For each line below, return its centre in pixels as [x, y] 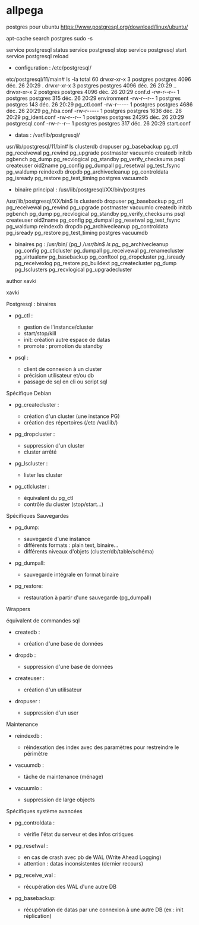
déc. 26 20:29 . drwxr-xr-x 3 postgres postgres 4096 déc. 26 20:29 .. [91, 85]
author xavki [21, 281]
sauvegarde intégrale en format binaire [71, 574]
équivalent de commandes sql [43, 620]
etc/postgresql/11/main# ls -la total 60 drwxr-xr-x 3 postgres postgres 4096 [99, 79]
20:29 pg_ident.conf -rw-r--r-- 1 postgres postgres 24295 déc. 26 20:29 [95, 117]
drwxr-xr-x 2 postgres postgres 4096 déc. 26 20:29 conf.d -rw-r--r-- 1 [93, 92]
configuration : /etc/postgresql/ [53, 67]
